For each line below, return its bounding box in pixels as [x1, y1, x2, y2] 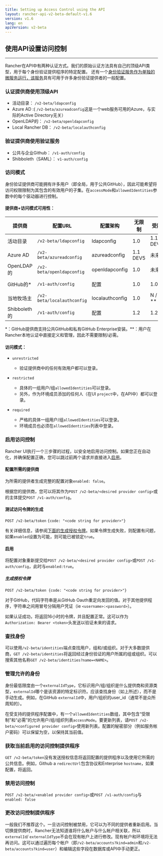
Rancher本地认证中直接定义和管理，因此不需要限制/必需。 [5, 332, 121, 338]
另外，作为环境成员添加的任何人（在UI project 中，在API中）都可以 [19, 391, 154, 397]
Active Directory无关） [20, 112, 66, 118]
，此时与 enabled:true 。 [29, 564, 77, 569]
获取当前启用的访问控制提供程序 [5, 742, 80, 749]
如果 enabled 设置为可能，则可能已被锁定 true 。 [5, 533, 97, 539]
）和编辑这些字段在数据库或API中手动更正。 [55, 846, 143, 852]
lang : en [5, 20, 23, 26]
